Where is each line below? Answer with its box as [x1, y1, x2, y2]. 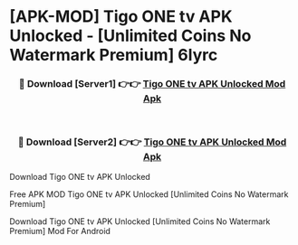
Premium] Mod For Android [9, 225, 111, 236]
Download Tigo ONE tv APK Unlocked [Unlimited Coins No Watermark [9, 215, 271, 227]
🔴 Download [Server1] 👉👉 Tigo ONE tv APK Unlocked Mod [18, 78, 286, 90]
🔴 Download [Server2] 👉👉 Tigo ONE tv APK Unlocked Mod [17, 136, 287, 148]
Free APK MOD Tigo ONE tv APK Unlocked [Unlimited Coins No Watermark [9, 188, 289, 200]
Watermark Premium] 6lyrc [9, 45, 218, 65]
